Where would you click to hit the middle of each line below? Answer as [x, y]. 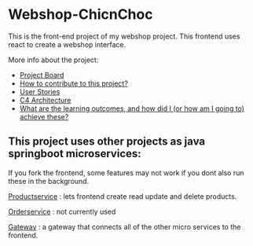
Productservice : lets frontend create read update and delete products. [123, 196]
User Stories [40, 91]
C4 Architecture [46, 100]
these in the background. [49, 181]
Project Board [42, 75]
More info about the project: [53, 60]
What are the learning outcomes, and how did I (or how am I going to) [132, 108]
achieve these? [44, 116]
